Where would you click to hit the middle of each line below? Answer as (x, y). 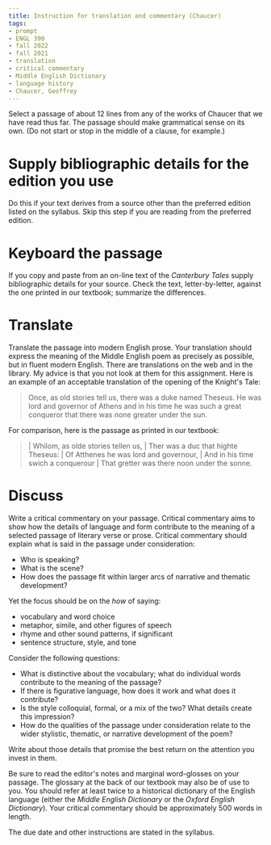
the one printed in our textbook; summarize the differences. (107, 292)
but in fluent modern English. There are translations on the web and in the (131, 365)
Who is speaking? (50, 560)
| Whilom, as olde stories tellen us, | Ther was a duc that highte (133, 446)
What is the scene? (52, 568)
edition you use (61, 181)
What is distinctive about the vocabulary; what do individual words (130, 674)
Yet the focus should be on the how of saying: (85, 601)
